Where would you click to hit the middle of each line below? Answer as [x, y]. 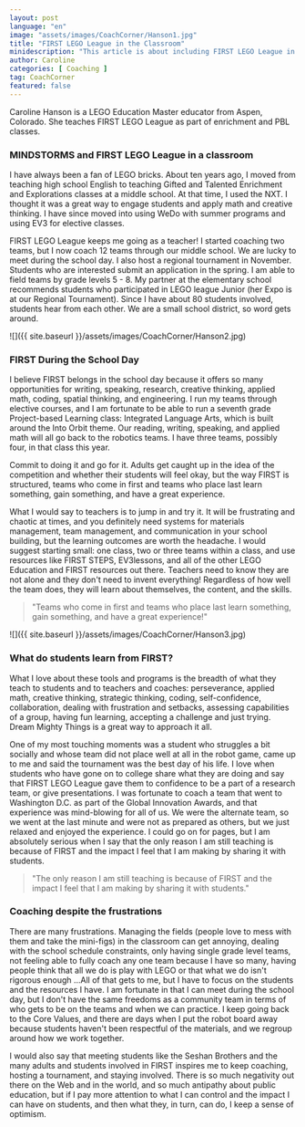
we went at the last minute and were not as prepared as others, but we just [149, 821]
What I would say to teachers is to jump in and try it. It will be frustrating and [152, 512]
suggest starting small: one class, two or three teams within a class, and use [152, 551]
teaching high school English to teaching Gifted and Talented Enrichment [146, 184]
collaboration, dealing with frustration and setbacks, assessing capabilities [149, 707]
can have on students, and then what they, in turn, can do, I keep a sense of [152, 1104]
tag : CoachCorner [42, 78]
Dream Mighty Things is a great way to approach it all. [111, 726]
